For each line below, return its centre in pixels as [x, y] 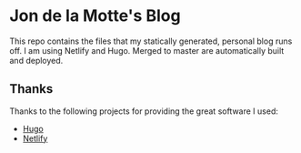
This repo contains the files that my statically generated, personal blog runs [151, 41]
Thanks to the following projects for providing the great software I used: [144, 111]
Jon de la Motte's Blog [95, 16]
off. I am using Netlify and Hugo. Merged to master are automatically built [147, 50]
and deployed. [36, 60]
